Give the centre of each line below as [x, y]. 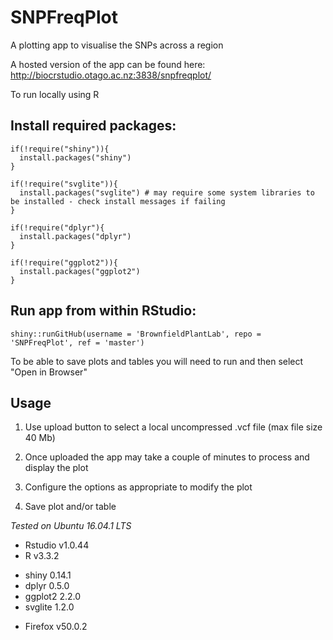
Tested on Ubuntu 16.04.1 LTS [71, 526]
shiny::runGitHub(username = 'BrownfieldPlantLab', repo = [136, 334]
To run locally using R [55, 94]
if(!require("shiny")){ [60, 149]
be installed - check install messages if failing [118, 201]
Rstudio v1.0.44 [57, 545]
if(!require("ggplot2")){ [64, 262]
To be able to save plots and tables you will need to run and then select [157, 361]
